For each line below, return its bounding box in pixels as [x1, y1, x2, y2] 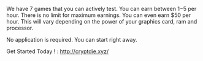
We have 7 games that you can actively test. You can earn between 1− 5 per [6, 5, 197, 12]
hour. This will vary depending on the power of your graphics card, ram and [6, 18, 197, 25]
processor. [6, 24, 34, 31]
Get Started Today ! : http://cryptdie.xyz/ [6, 48, 109, 55]
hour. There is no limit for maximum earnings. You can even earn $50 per [6, 11, 191, 19]
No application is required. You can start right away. [6, 36, 137, 43]
